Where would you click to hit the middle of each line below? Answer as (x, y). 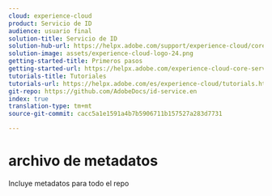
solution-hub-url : (39, 46)
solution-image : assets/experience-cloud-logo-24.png (101, 53)
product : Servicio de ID (50, 23)
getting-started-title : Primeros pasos (76, 62)
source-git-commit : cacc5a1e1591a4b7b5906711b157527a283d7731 (115, 114)
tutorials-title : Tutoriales (57, 76)
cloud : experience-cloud (50, 16)
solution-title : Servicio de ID (63, 38)
